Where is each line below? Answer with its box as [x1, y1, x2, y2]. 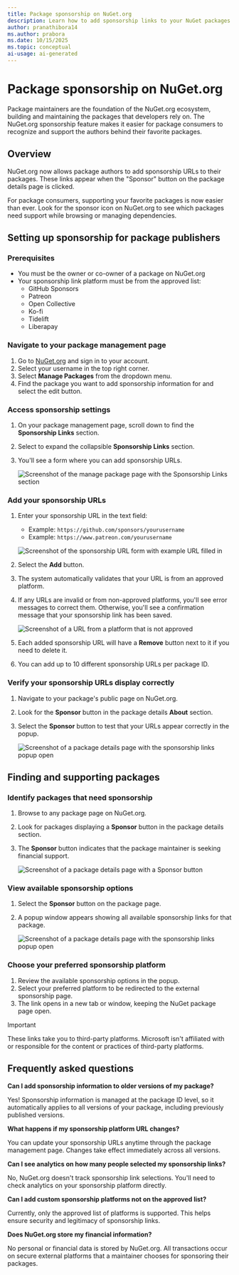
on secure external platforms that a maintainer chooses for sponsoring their [7, 1251, 229, 1260]
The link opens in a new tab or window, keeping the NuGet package [17, 999, 216, 1007]
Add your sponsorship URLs [7, 495, 107, 505]
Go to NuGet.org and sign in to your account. [17, 356, 149, 365]
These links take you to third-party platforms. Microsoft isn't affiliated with [7, 1034, 225, 1042]
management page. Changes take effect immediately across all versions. [7, 1146, 221, 1154]
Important [7, 1020, 36, 1029]
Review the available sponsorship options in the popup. [17, 976, 180, 985]
